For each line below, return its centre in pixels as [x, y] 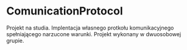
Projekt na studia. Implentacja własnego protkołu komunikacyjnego [90, 28]
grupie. [15, 40]
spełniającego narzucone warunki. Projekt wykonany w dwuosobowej [94, 34]
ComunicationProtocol [65, 11]
